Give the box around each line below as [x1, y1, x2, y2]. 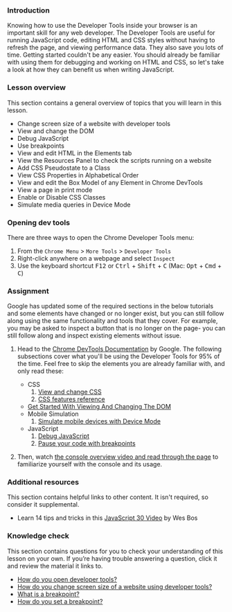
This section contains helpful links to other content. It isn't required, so [7, 493, 209, 501]
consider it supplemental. [7, 500, 80, 509]
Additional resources [7, 478, 80, 487]
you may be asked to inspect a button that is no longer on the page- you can [7, 324, 226, 333]
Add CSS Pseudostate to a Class [17, 164, 111, 172]
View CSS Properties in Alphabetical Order [17, 171, 139, 179]
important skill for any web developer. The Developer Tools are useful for [7, 28, 216, 37]
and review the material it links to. [7, 561, 103, 570]
